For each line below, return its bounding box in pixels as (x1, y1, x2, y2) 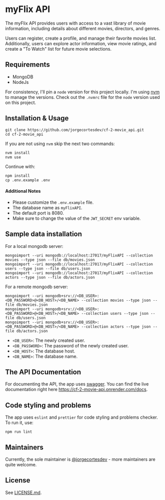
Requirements (5, 60, 50, 69)
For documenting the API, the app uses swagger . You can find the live (5, 381, 149, 387)
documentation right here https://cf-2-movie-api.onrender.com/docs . (5, 387, 148, 393)
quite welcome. (5, 462, 37, 468)
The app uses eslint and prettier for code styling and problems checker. (5, 414, 158, 420)
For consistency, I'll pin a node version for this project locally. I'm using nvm (5, 89, 160, 95)
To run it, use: (5, 420, 33, 426)
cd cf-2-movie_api (5, 132, 43, 137)
